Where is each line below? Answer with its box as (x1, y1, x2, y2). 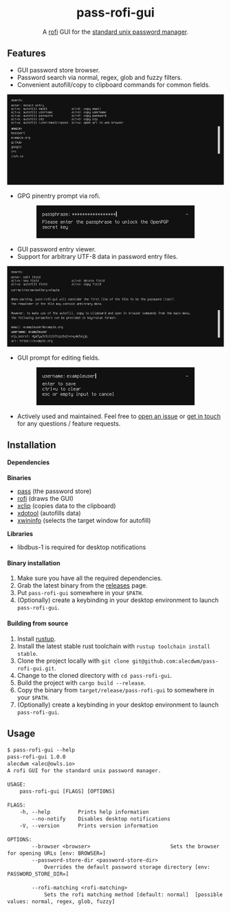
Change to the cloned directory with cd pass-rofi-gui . (16, 671, 173, 679)
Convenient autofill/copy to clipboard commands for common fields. (16, 81, 211, 89)
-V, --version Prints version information (19, 822, 158, 829)
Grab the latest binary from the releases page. (16, 581, 148, 590)
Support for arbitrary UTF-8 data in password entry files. (16, 253, 178, 261)
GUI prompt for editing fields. (16, 353, 100, 362)
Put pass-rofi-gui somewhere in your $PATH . (16, 589, 144, 597)
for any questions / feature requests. (16, 419, 121, 428)
